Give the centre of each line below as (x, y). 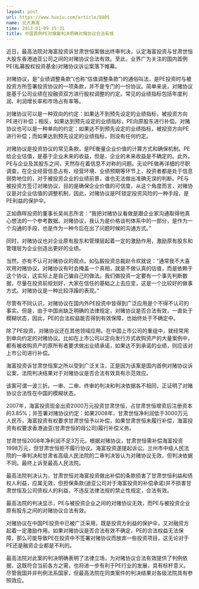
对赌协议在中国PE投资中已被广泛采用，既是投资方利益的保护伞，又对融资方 (98, 523)
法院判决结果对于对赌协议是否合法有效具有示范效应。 (86, 373)
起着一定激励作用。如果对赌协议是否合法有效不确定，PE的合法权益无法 (92, 531)
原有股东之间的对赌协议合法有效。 (48, 511)
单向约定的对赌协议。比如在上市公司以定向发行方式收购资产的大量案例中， (102, 338)
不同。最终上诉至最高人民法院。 (45, 463)
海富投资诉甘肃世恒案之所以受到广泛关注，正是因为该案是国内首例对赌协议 (97, 366)
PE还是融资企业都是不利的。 (41, 546)
